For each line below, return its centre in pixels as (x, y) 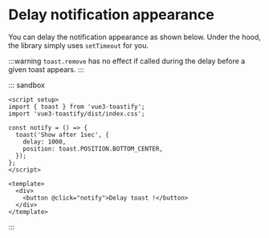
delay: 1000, (45, 142)
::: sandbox (27, 85)
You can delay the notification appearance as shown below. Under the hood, (134, 37)
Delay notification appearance (111, 15)
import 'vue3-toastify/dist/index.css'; (77, 114)
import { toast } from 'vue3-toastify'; (77, 107)
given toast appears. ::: (46, 69)
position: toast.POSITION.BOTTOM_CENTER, (93, 149)
